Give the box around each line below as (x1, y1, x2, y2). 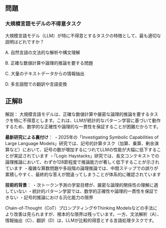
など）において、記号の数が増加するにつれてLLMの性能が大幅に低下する (9, 147, 157, 152)
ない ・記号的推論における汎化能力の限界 (9, 194, 93, 200)
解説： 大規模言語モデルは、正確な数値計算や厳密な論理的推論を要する (5, 111, 150, 117)
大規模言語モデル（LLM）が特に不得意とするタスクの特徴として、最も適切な (5, 32, 161, 38)
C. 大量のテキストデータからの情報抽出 (5, 71, 85, 76)
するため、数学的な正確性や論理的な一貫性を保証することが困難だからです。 (5, 123, 161, 130)
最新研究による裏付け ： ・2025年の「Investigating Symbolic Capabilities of (5, 134, 159, 140)
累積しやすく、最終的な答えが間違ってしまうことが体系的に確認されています (5, 171, 161, 177)
